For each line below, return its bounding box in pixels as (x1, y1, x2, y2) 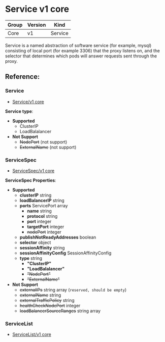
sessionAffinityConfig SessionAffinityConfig (19, 250, 112, 256)
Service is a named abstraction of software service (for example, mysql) (5, 42, 152, 48)
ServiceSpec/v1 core (12, 167, 55, 174)
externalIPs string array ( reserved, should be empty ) (19, 287, 127, 293)
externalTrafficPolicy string (19, 297, 75, 303)
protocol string (27, 213, 58, 219)
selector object (19, 239, 51, 245)
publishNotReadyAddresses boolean (19, 234, 97, 240)
